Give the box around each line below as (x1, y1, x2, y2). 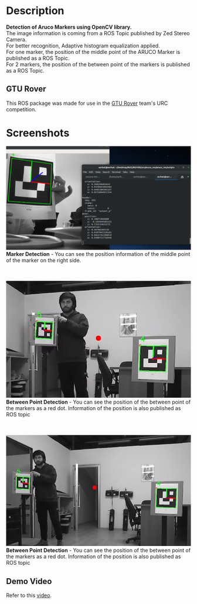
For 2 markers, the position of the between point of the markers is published (6, 60, 191, 68)
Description (6, 4, 64, 18)
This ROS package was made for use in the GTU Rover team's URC (6, 100, 168, 107)
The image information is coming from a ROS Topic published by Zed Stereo (6, 29, 190, 36)
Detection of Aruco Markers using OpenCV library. (6, 23, 132, 30)
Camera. (6, 36, 27, 43)
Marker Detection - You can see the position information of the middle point (6, 250, 191, 257)
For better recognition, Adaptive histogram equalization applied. (6, 42, 160, 49)
